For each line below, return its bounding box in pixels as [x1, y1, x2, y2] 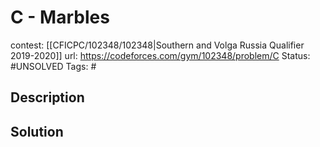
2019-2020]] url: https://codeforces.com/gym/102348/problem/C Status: [10, 49, 311, 61]
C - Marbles [10, 6, 110, 29]
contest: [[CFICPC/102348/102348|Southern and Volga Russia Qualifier [10, 39, 305, 51]
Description [10, 89, 85, 106]
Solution [10, 123, 64, 140]
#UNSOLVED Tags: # [10, 60, 97, 72]
